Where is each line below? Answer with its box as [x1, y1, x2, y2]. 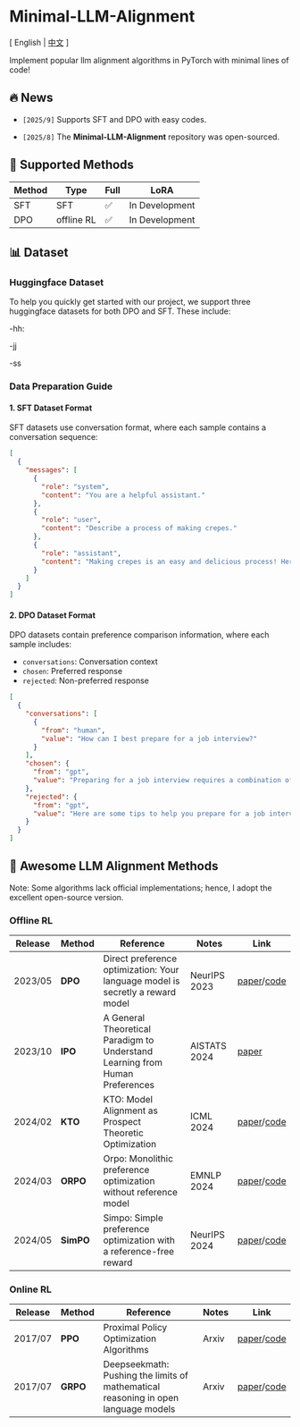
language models [103, 1403, 176, 1415]
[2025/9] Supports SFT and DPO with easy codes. [21, 114, 207, 124]
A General [103, 1012, 146, 1025]
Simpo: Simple [103, 1212, 163, 1224]
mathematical [103, 1381, 161, 1393]
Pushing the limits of [103, 1370, 189, 1382]
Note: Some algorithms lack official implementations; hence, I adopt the [9, 882, 272, 893]
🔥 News [9, 90, 54, 106]
